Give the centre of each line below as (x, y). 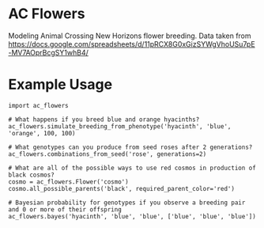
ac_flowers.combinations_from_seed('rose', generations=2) (107, 154)
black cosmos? (32, 175)
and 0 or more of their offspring (65, 209)
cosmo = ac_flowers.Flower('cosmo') (68, 182)
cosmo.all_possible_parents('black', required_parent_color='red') (122, 188)
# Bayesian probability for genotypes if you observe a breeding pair (127, 203)
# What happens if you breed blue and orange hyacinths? (104, 120)
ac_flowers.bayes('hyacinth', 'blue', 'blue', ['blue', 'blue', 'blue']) (132, 216)
